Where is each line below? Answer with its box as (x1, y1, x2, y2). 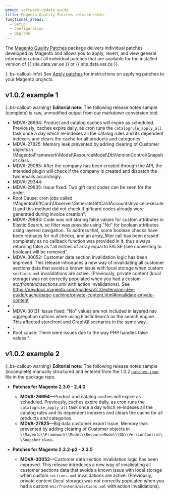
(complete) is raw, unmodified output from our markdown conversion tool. (5, 109, 159, 116)
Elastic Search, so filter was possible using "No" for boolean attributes (12, 221, 159, 228)
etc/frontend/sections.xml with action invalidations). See (12, 281, 130, 287)
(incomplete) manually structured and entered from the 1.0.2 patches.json (5, 368, 159, 374)
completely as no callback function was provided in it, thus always (12, 238, 151, 244)
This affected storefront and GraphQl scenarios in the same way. (12, 319, 147, 325)
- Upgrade (10, 31, 30, 36)
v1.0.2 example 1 (5, 91, 59, 99)
